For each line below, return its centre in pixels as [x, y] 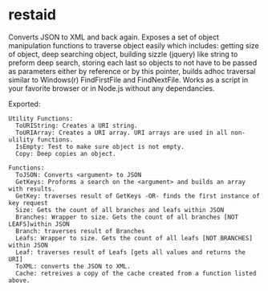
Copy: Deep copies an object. [66, 154]
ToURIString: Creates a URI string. [77, 125]
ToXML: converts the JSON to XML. [73, 266]
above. [19, 280]
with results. [32, 189]
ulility [21, 139]
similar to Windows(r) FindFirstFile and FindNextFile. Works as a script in [128, 80]
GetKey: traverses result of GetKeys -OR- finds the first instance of [138, 196]
